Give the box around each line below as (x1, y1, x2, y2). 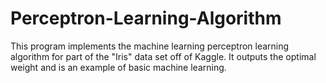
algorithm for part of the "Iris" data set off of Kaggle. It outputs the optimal (10, 50, 317, 62)
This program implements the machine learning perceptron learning (10, 40, 290, 52)
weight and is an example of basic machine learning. (10, 61, 227, 73)
